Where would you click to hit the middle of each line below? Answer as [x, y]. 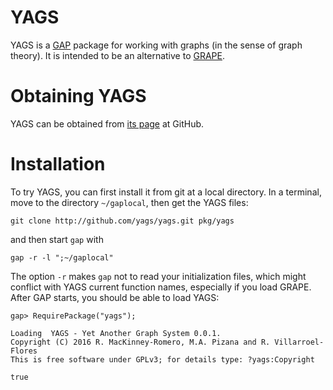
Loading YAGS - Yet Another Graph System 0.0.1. [116, 333]
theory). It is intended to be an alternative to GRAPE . [118, 55]
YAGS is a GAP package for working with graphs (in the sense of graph [156, 45]
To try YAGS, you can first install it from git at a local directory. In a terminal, [166, 192]
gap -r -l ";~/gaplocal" [62, 257]
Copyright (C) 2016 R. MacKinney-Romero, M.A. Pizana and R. [140, 342]
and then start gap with [57, 239]
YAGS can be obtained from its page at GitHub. [107, 123]
